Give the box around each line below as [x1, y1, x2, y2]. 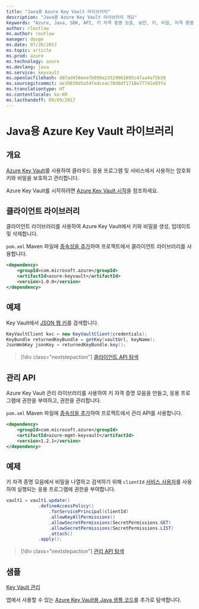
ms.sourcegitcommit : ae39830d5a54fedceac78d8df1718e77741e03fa [6, 81, 166, 87]
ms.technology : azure [6, 58, 60, 64]
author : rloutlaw [6, 25, 49, 31]
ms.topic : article [6, 48, 52, 53]
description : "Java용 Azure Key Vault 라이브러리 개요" [6, 14, 138, 20]
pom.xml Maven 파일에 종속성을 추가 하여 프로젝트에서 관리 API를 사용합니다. [6, 409, 183, 416]
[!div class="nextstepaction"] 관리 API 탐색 [20, 548, 125, 555]
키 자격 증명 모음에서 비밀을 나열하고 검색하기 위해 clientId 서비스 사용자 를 [6, 478, 181, 485]
